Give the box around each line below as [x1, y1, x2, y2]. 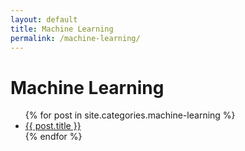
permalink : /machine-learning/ [10, 33, 141, 43]
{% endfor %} [24, 131, 83, 143]
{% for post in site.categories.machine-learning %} [24, 109, 236, 121]
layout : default [10, 14, 78, 25]
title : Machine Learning [10, 24, 114, 34]
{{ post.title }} [24, 120, 82, 132]
